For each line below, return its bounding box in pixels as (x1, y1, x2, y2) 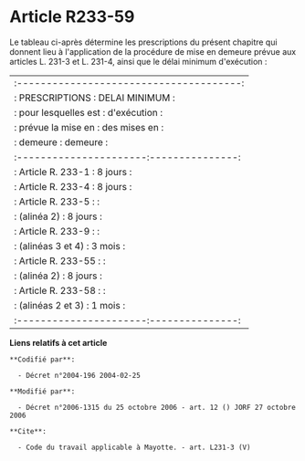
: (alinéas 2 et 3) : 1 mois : (14, 299, 126, 311)
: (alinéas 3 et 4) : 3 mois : (14, 239, 126, 252)
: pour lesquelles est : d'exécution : (14, 106, 163, 119)
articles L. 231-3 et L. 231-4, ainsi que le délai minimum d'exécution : (9, 56, 268, 67)
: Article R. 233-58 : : (14, 284, 106, 297)
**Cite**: (9, 426, 47, 435)
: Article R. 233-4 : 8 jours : (14, 180, 132, 193)
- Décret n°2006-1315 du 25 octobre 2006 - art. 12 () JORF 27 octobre (17, 403, 297, 412)
